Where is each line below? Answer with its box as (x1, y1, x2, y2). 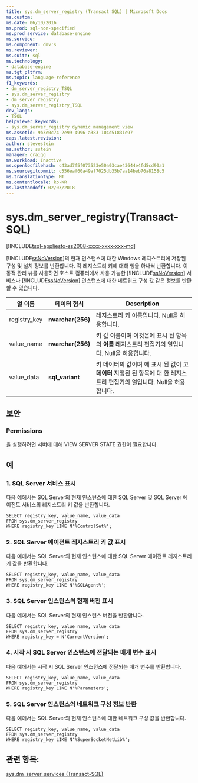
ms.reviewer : (6, 47, 38, 53)
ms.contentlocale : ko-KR (6, 179, 67, 185)
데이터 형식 (55, 299, 84, 308)
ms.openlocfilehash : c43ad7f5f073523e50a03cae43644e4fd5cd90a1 (6, 163, 165, 169)
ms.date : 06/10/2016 (6, 20, 57, 25)
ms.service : (6, 36, 35, 42)
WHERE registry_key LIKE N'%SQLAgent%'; (6, 582, 107, 588)
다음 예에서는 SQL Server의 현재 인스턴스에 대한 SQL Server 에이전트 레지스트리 (6, 553, 192, 560)
